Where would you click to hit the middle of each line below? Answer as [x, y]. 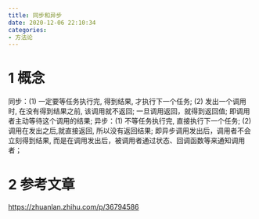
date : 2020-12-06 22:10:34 [52, 23]
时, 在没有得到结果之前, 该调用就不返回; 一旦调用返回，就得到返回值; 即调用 [129, 111]
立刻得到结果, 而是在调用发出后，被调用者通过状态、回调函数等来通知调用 [126, 141]
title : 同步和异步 [35, 15]
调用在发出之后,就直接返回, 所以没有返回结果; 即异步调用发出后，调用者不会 [130, 131]
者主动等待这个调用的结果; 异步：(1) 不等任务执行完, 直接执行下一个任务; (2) [130, 121]
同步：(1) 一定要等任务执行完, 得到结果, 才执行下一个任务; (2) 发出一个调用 [127, 102]
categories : [27, 30]
